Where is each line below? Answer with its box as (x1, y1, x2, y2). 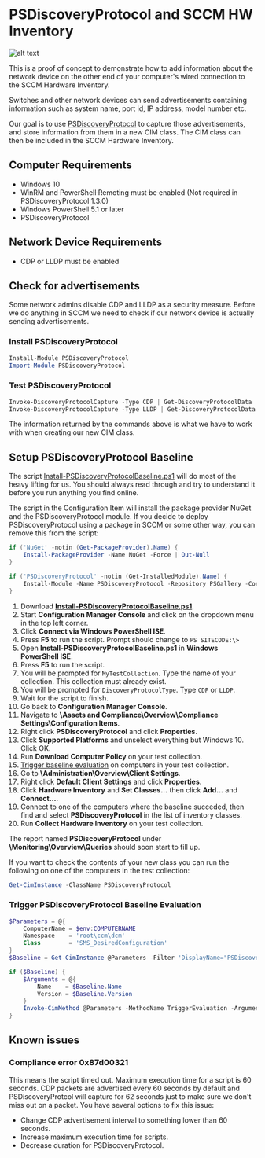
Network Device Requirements (9, 236, 163, 249)
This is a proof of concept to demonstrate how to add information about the (9, 63, 254, 72)
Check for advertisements (9, 279, 140, 292)
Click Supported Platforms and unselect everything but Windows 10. (20, 735, 245, 744)
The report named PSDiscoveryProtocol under (9, 833, 162, 843)
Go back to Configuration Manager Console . (20, 701, 167, 711)
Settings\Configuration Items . (20, 718, 120, 728)
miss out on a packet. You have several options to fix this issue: (9, 1100, 215, 1109)
